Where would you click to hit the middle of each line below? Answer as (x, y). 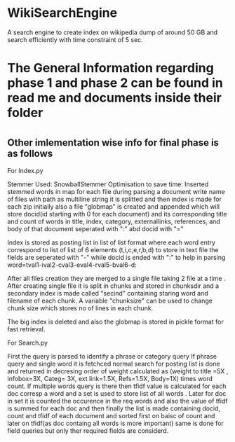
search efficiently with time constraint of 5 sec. (75, 39)
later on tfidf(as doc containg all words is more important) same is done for (116, 423)
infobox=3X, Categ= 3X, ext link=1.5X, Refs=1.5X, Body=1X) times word (110, 378)
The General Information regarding (110, 68)
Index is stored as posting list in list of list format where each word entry (112, 242)
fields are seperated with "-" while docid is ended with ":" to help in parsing (116, 257)
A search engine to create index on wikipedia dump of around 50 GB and (113, 32)
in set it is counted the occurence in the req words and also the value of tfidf (117, 401)
